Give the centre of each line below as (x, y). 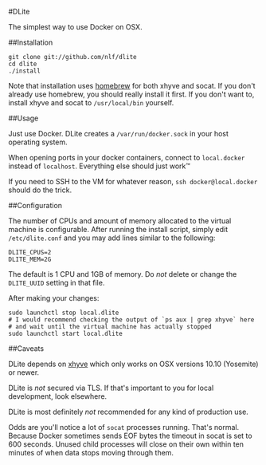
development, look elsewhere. (58, 396)
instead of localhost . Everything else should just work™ (100, 166)
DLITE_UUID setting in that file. (57, 283)
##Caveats (26, 349)
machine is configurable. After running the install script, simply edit (118, 229)
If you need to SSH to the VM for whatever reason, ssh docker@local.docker (133, 181)
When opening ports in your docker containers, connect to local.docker (127, 158)
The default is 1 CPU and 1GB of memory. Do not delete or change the (123, 274)
